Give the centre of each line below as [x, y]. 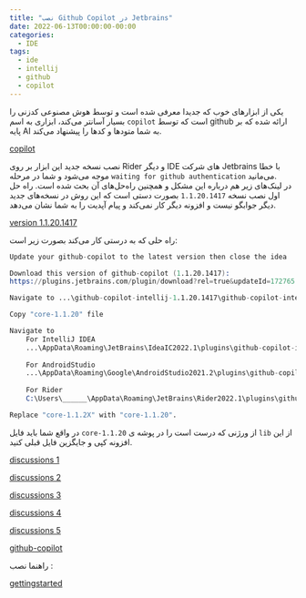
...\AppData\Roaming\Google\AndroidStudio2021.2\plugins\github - [153, 373]
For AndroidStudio [61, 365]
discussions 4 [36, 512]
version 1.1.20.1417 [43, 222]
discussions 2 [36, 477]
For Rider [45, 390]
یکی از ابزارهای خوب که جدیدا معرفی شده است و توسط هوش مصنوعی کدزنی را [147, 111]
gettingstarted [36, 583]
